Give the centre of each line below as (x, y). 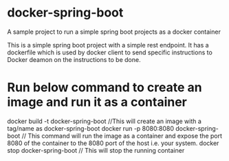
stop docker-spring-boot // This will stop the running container (96, 150)
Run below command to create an (105, 88)
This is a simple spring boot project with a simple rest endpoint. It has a (108, 45)
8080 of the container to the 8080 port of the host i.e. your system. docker (113, 143)
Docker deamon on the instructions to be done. (74, 59)
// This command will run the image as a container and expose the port (122, 136)
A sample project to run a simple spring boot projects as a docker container (114, 32)
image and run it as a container (97, 102)
